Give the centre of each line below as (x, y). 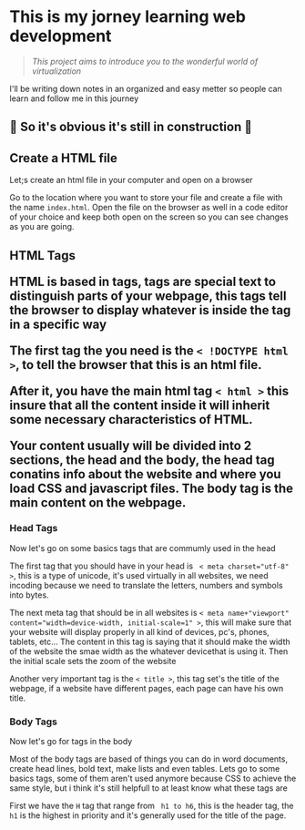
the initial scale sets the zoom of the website (93, 661)
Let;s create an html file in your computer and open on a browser (131, 180)
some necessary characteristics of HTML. (131, 420)
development (61, 36)
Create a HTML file (64, 158)
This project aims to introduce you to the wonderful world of (145, 61)
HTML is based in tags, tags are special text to (142, 281)
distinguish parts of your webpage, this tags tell (148, 296)
